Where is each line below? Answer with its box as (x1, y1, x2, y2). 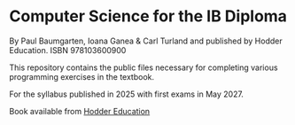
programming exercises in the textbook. (9, 71, 155, 82)
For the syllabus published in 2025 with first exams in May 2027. (9, 89, 244, 99)
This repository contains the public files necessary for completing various (9, 62, 278, 73)
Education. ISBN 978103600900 (9, 44, 127, 55)
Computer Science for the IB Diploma (9, 6, 288, 27)
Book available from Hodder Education (9, 105, 151, 116)
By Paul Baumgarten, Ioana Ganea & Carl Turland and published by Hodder (9, 35, 283, 46)
